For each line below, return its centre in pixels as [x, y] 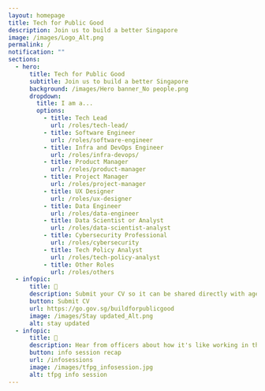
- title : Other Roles [78, 265]
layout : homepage [37, 15]
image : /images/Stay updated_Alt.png [91, 316]
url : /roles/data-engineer [95, 214]
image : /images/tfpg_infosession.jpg [91, 367]
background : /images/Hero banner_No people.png [109, 89]
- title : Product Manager [86, 162]
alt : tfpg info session [68, 374]
